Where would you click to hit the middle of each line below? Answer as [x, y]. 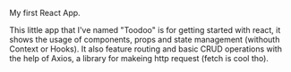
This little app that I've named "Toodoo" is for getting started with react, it [145, 30]
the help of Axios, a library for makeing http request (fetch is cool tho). [139, 58]
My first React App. [45, 13]
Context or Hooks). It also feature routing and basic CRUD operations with [145, 49]
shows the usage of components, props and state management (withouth [145, 40]
